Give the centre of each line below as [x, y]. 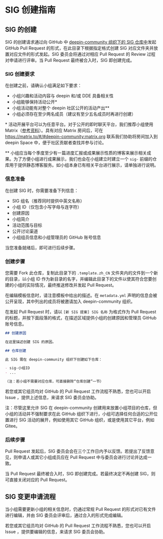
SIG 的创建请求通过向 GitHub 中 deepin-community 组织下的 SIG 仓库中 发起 [81, 42]
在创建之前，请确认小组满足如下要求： [43, 86]
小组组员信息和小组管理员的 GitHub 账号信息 [56, 237]
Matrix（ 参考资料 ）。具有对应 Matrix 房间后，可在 [54, 130]
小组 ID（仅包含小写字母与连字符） [47, 207]
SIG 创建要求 [20, 74]
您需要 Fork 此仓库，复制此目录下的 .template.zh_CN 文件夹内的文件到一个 [80, 273]
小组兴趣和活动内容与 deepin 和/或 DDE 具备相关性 [63, 96]
